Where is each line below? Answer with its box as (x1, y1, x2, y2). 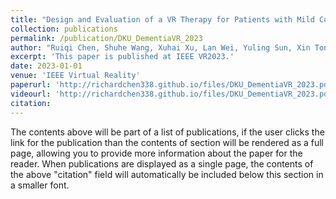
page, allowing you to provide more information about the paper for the (10, 147, 303, 159)
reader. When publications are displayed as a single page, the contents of (10, 157, 314, 170)
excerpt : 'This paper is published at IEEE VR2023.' (10, 52, 235, 62)
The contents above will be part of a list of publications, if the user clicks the (10, 126, 325, 138)
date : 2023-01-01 (10, 61, 83, 71)
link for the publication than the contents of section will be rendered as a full (10, 136, 324, 148)
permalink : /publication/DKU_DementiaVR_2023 (10, 33, 203, 43)
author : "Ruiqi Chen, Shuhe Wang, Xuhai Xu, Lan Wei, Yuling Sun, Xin (10, 42, 311, 53)
